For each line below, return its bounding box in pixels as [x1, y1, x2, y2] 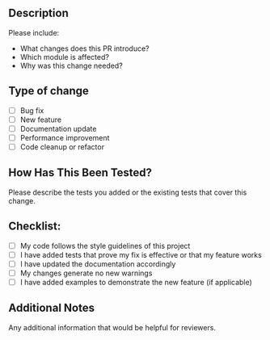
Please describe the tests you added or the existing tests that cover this [8, 187, 247, 197]
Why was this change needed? [19, 61, 123, 70]
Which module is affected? [19, 52, 109, 61]
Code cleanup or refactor [19, 141, 105, 152]
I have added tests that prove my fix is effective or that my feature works [19, 250, 263, 259]
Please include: [8, 27, 60, 37]
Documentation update [19, 124, 97, 133]
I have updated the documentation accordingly [19, 258, 176, 269]
